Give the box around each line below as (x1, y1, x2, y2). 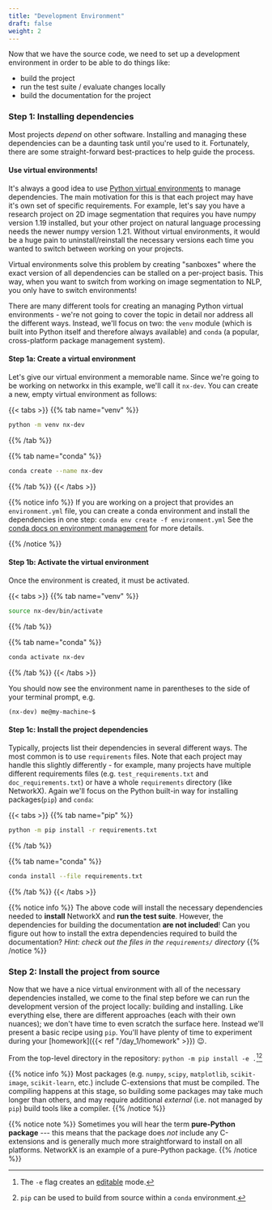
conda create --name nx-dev (8, 467, 104, 475)
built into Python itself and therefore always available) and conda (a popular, (8, 326, 260, 337)
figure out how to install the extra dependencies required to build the (8, 928, 237, 938)
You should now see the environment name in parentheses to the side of (8, 683, 250, 693)
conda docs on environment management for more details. (8, 523, 205, 532)
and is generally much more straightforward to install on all (46, 1136, 243, 1146)
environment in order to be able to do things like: (8, 58, 171, 67)
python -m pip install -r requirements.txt (8, 825, 158, 834)
